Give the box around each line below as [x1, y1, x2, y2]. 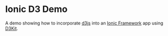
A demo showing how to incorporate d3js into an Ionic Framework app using [5, 20, 163, 26]
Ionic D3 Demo [5, 3, 68, 15]
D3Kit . [5, 25, 19, 31]
